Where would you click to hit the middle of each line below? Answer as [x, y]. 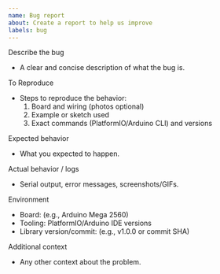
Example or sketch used [70, 115]
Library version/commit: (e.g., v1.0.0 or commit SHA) [104, 231]
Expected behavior [38, 139]
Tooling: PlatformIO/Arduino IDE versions [85, 223]
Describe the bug [36, 53]
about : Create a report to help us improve [81, 23]
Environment [29, 200]
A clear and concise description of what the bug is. [102, 68]
